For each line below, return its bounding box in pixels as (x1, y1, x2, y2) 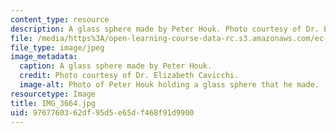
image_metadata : (10, 52, 78, 62)
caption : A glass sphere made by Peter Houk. (19, 61, 213, 71)
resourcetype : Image (10, 89, 97, 99)
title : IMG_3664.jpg (10, 98, 97, 108)
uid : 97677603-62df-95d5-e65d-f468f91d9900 (10, 107, 195, 118)
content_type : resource (10, 14, 110, 25)
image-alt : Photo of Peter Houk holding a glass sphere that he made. (19, 80, 320, 90)
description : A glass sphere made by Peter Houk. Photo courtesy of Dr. (10, 24, 320, 34)
